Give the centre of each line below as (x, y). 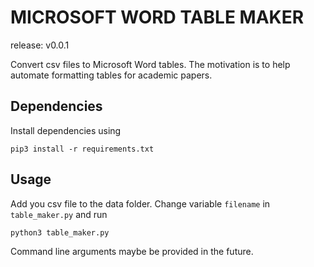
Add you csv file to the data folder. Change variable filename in (140, 203)
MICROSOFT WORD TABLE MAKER (157, 17)
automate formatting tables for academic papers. (111, 75)
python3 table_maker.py (60, 232)
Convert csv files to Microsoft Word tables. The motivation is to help (150, 64)
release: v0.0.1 (40, 45)
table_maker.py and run (59, 214)
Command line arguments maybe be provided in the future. (132, 251)
